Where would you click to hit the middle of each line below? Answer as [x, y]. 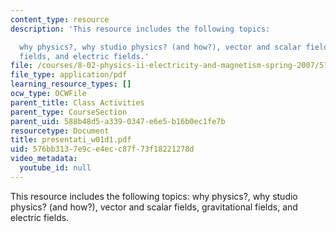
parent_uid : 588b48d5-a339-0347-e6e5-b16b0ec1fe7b [118, 121]
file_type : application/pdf [69, 75]
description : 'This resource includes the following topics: [140, 29]
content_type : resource [60, 19]
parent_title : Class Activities [77, 102]
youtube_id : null [55, 168]
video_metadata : [44, 159]
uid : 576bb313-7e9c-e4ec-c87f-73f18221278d [102, 149]
